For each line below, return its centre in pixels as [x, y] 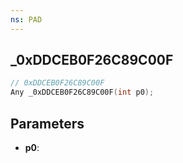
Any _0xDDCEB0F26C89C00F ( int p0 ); [82, 92]
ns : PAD [26, 19]
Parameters [47, 123]
